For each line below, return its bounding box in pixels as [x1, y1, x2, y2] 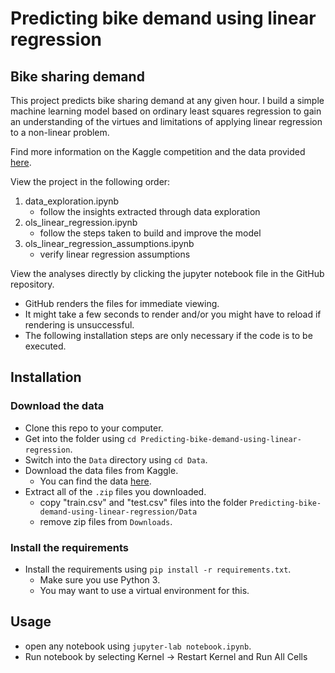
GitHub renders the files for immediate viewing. [24, 298, 220, 309]
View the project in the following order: [10, 176, 171, 187]
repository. [10, 278, 55, 290]
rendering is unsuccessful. [24, 319, 135, 331]
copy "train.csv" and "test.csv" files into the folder [39, 496, 248, 508]
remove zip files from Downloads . [39, 515, 173, 527]
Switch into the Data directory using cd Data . [24, 453, 208, 466]
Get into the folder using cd [24, 432, 137, 444]
